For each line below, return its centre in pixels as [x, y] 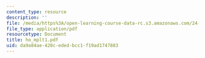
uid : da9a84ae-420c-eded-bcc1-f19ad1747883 [63, 46]
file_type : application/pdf [42, 29]
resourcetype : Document [37, 34]
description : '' [27, 18]
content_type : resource [37, 12]
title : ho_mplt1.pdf [33, 40]
